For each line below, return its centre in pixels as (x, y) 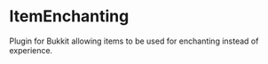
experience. (31, 50)
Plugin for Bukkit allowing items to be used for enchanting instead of (134, 41)
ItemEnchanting (69, 16)
